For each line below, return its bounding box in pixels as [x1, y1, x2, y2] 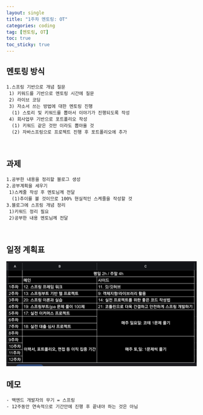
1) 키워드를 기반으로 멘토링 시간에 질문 [8, 90, 95, 96]
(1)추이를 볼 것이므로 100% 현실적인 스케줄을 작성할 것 [11, 196, 133, 202]
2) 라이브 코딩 [8, 97, 41, 103]
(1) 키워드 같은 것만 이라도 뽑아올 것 [11, 122, 94, 128]
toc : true [6, 35, 31, 42]
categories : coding [6, 22, 56, 28]
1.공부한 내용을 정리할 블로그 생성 [6, 176, 81, 182]
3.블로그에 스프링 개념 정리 [6, 202, 66, 208]
